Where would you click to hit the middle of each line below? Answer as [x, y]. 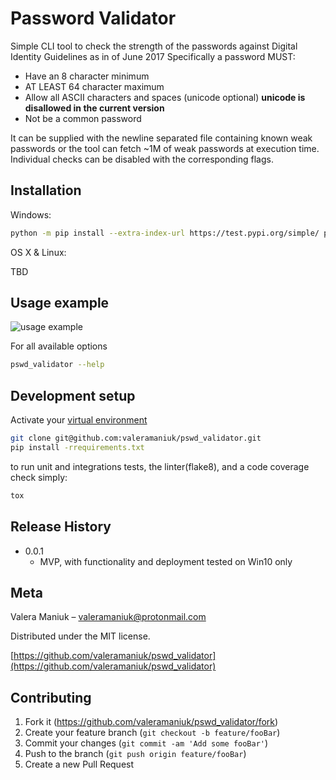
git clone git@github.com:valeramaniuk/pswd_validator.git [136, 438]
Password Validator [93, 18]
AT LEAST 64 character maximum [94, 86]
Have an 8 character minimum [87, 76]
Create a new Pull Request [79, 764]
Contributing [51, 697]
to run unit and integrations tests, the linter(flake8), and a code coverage [160, 466]
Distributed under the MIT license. [80, 636]
